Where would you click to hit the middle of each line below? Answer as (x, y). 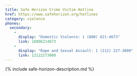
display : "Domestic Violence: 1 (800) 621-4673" (69, 37)
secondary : (21, 28)
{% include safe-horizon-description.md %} (50, 69)
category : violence (25, 19)
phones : (13, 23)
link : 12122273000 (37, 55)
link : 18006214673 (37, 42)
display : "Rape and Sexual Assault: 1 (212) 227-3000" (76, 51)
